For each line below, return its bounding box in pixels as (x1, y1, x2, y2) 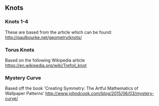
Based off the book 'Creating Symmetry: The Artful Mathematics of (5, 85, 139, 91)
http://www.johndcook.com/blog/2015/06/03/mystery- (45, 91, 154, 96)
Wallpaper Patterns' (5, 91, 44, 96)
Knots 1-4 (5, 18, 29, 25)
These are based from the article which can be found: (5, 29, 112, 35)
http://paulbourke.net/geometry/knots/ (5, 34, 82, 40)
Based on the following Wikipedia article (5, 57, 86, 63)
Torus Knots (5, 46, 35, 53)
